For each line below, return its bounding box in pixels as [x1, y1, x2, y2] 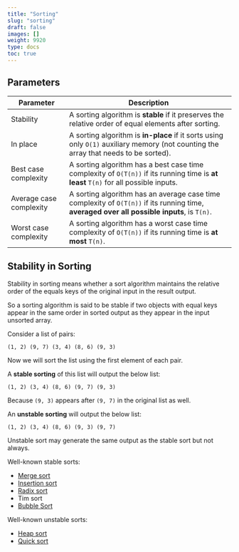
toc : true [7, 51, 37, 58]
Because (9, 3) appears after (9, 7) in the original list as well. [7, 396, 191, 405]
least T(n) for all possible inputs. [68, 177, 178, 187]
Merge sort [17, 471, 51, 479]
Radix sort [17, 486, 48, 495]
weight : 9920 [7, 37, 46, 44]
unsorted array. [7, 316, 53, 324]
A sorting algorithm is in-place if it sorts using [68, 130, 224, 140]
